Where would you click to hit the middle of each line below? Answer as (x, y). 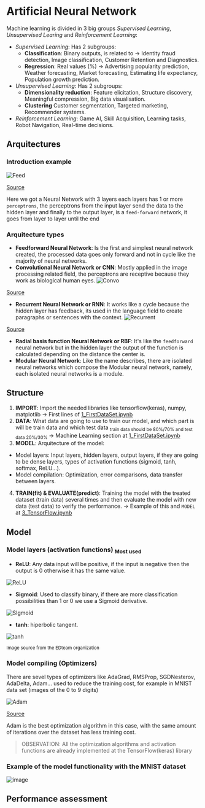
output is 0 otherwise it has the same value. (70, 571)
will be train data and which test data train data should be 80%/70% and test (104, 428)
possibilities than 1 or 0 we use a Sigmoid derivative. (81, 601)
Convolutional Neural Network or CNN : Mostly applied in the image (101, 267)
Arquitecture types (35, 235)
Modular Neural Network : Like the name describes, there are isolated (103, 360)
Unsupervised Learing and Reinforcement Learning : (72, 34)
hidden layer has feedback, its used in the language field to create (99, 311)
